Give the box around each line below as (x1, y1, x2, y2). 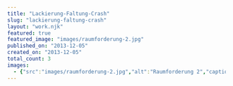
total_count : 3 (7, 55, 51, 62)
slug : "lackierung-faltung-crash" (7, 17, 107, 24)
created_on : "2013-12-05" (7, 49, 82, 56)
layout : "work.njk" (7, 23, 64, 30)
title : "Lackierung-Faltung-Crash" (7, 10, 110, 17)
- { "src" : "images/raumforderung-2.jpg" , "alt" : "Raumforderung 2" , (13, 68, 207, 75)
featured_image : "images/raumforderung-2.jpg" (7, 36, 144, 43)
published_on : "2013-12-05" (7, 42, 89, 49)
